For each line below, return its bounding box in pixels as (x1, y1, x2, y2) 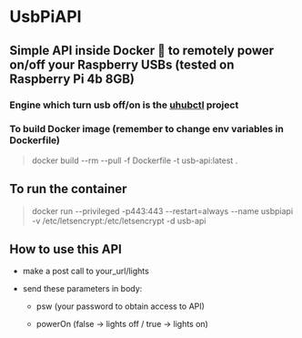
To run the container (9, 181, 127, 197)
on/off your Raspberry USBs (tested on (9, 56, 235, 72)
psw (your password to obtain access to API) (35, 301, 205, 312)
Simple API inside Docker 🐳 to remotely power (9, 43, 275, 58)
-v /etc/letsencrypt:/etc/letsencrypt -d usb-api (31, 215, 206, 226)
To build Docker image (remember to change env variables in (9, 123, 284, 136)
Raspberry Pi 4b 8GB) (9, 71, 135, 87)
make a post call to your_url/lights (22, 266, 150, 277)
